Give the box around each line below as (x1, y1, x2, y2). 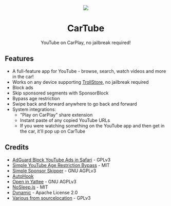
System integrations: (12, 106, 56, 113)
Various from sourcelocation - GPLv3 (12, 195, 91, 201)
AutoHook (12, 173, 34, 179)
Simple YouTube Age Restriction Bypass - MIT (12, 162, 110, 168)
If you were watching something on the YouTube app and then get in (20, 122, 165, 128)
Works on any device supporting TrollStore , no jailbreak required (12, 79, 149, 85)
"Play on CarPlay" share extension (20, 111, 93, 118)
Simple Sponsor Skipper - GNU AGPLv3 (12, 167, 97, 174)
